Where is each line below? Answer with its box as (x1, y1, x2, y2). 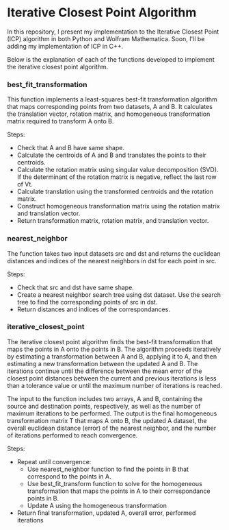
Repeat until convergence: (16, 457, 92, 466)
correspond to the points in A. (27, 472, 111, 481)
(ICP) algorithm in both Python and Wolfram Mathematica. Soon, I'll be (7, 34, 205, 43)
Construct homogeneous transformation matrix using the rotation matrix (16, 202, 220, 210)
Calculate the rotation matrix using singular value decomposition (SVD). (16, 166, 219, 174)
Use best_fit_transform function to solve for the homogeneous (27, 479, 203, 487)
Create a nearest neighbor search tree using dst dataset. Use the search (16, 290, 221, 299)
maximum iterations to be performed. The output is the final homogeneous (7, 409, 217, 418)
